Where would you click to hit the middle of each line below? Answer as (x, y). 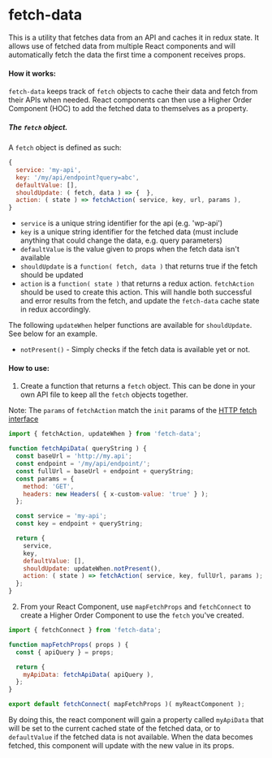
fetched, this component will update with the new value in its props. (121, 746)
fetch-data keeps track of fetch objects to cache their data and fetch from (133, 92)
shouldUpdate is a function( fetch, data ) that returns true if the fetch (139, 266)
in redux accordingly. (55, 309)
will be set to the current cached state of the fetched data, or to (114, 729)
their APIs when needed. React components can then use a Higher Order (130, 100)
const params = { (45, 479)
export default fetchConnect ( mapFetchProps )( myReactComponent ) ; (127, 704)
